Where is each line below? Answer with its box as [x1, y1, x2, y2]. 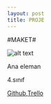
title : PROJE [7, 17, 45, 23]
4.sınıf [7, 75, 25, 83]
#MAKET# [7, 35, 37, 43]
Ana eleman [7, 62, 41, 70]
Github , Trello [7, 89, 43, 97]
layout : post [7, 10, 45, 17]
